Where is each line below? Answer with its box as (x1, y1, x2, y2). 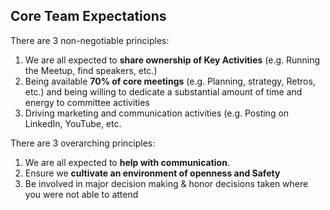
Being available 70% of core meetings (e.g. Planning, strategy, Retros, (24, 75, 316, 87)
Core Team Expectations (10, 8, 167, 25)
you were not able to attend (24, 188, 139, 200)
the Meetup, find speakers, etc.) (24, 64, 158, 76)
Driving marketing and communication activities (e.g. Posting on (24, 107, 290, 119)
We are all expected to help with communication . (24, 156, 230, 168)
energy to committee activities (24, 96, 150, 108)
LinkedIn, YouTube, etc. (24, 117, 122, 129)
